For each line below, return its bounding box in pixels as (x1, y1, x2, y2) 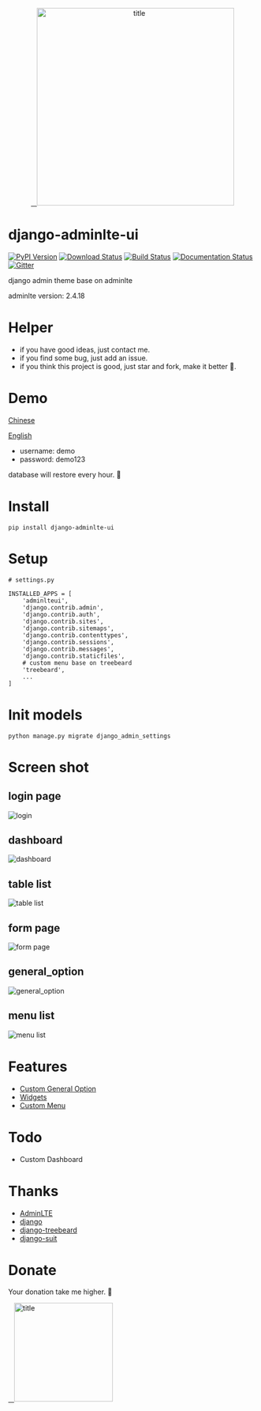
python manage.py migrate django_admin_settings (8, 732, 171, 740)
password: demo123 (19, 455, 86, 464)
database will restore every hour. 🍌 (8, 470, 121, 479)
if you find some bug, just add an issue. (19, 353, 148, 363)
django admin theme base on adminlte (8, 275, 132, 285)
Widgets (19, 1092, 47, 1102)
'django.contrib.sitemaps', (22, 624, 114, 632)
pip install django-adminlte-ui (8, 523, 114, 531)
